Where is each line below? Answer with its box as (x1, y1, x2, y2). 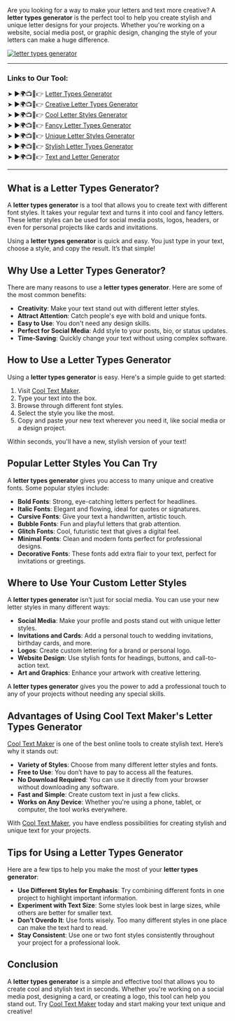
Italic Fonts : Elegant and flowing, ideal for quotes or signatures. (17, 505, 201, 513)
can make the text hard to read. (17, 923, 108, 931)
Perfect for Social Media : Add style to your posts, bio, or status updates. (17, 326, 228, 335)
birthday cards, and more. (17, 639, 92, 647)
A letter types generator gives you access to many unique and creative (7, 476, 214, 484)
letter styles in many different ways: (7, 603, 111, 612)
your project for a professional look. (17, 938, 121, 947)
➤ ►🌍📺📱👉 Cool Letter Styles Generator (7, 111, 128, 119)
